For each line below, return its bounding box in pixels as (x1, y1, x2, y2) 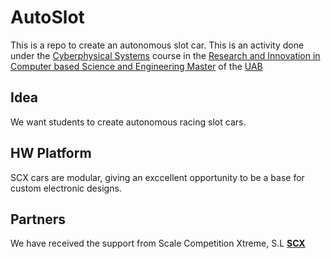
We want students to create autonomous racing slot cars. (10, 116, 247, 128)
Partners (10, 211, 67, 228)
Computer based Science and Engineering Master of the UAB (10, 60, 263, 72)
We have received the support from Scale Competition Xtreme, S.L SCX (10, 237, 306, 250)
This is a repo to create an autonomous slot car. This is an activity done (10, 39, 305, 51)
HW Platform (10, 145, 92, 162)
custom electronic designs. (10, 182, 122, 194)
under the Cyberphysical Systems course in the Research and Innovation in (10, 49, 321, 61)
